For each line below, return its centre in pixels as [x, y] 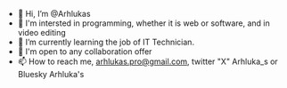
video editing [42, 32]
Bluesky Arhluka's [51, 74]
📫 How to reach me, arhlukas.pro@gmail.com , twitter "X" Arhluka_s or [148, 61]
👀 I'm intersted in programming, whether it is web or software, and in [143, 23]
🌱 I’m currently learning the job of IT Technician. [106, 42]
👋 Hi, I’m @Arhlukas [54, 14]
